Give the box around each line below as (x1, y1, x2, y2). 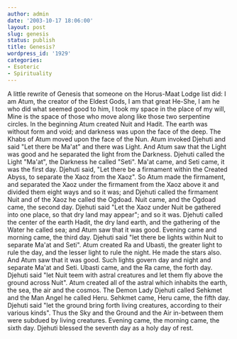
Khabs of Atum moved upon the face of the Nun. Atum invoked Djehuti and (7, 134, 226, 143)
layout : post (7, 23, 46, 31)
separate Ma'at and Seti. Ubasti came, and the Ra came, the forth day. (7, 263, 213, 271)
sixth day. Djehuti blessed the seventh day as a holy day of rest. (7, 323, 194, 332)
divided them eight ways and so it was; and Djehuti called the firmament (7, 188, 219, 196)
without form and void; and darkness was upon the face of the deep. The (7, 127, 221, 136)
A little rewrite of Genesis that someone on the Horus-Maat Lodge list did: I (7, 90, 226, 98)
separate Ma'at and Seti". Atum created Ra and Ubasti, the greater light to (7, 240, 222, 249)
